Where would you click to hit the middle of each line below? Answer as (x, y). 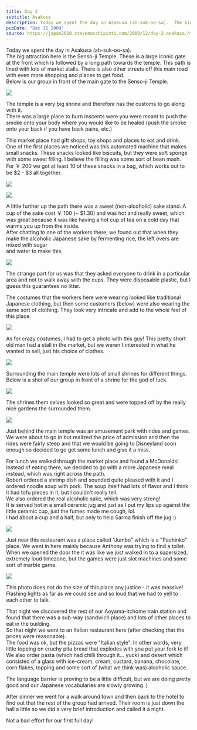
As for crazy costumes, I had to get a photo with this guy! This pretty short (96, 339)
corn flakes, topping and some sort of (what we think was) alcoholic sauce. (97, 668)
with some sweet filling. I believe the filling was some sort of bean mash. (94, 159)
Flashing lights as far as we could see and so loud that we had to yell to (92, 594)
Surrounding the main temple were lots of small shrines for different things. (97, 374)
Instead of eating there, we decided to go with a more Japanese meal (90, 467)
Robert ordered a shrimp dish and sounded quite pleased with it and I (90, 480)
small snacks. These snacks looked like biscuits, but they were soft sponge (97, 153)
